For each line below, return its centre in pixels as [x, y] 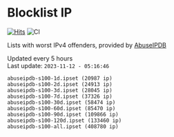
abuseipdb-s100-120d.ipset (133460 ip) [65, 120]
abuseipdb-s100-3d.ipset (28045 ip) [60, 90]
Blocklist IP [40, 13]
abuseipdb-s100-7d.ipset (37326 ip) [60, 96]
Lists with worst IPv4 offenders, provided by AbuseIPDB [87, 45]
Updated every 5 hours [40, 58]
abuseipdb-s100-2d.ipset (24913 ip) [60, 84]
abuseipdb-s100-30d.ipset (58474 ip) [61, 102]
